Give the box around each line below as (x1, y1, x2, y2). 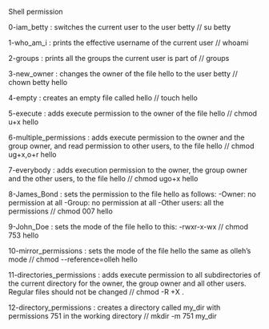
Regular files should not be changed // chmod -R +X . (8, 287, 184, 296)
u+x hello (8, 117, 38, 127)
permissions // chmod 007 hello (8, 206, 114, 216)
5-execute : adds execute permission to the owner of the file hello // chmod (8, 108, 258, 118)
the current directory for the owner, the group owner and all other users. (8, 278, 247, 288)
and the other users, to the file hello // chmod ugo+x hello (8, 174, 199, 183)
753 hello (8, 230, 39, 240)
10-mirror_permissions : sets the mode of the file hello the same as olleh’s (8, 246, 251, 255)
